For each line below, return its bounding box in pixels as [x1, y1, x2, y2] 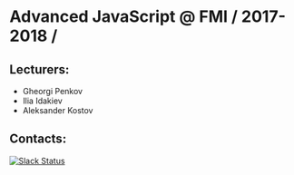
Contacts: [9, 131, 67, 147]
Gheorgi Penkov [22, 86, 83, 96]
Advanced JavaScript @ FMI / [9, 6, 239, 27]
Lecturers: [9, 62, 70, 77]
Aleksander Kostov [22, 105, 93, 115]
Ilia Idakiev [22, 95, 64, 106]
